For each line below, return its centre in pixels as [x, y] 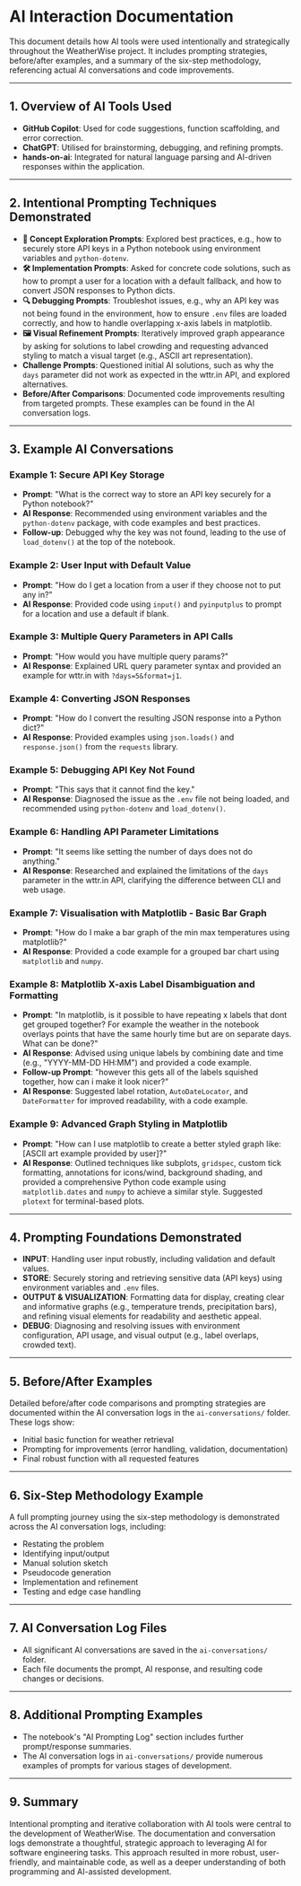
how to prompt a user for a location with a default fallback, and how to [152, 281]
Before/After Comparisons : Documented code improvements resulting [153, 393]
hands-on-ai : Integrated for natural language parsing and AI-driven [146, 157]
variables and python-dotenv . [76, 258]
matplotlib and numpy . [63, 961]
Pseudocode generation [67, 1573]
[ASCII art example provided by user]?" [95, 1153]
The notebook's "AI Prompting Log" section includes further [133, 1737]
